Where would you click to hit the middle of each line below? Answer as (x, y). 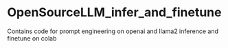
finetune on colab (32, 38)
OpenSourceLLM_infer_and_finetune (114, 13)
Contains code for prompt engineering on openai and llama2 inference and (113, 31)
